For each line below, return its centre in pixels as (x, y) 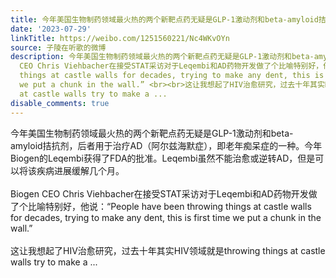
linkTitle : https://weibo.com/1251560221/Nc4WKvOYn (120, 38)
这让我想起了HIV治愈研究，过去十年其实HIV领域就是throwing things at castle (168, 250)
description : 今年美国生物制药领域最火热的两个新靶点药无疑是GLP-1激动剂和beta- (162, 57)
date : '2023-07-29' (51, 29)
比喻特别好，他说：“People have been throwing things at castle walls (169, 206)
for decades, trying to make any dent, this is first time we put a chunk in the (166, 217)
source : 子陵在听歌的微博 (58, 47)
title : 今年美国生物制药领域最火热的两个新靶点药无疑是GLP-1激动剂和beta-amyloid (164, 19)
